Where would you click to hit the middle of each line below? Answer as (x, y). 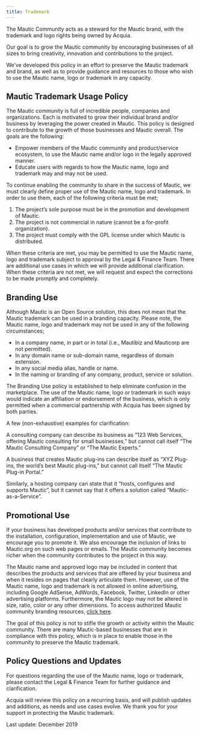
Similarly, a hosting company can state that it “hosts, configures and (91, 484)
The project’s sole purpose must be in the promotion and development (102, 209)
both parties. (22, 412)
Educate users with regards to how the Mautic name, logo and (92, 167)
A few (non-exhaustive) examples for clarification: (68, 423)
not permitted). (33, 349)
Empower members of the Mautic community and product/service (97, 148)
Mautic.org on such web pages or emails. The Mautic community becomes (99, 549)
